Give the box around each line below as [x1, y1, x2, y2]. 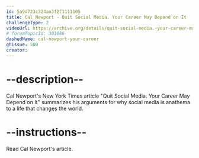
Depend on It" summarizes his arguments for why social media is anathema [6, 98, 191, 105]
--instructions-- [6, 125, 87, 139]
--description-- [6, 72, 84, 86]
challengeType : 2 [6, 20, 49, 25]
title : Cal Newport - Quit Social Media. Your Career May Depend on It [6, 14, 187, 20]
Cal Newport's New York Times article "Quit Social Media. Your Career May [6, 92, 190, 99]
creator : [6, 47, 28, 53]
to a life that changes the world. [6, 105, 84, 112]
